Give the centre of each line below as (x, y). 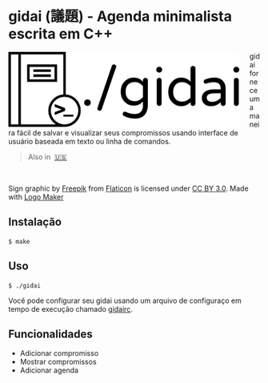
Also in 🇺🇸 (47, 156)
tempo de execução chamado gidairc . (71, 308)
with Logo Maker (36, 196)
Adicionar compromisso (59, 353)
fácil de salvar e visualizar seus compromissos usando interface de (128, 132)
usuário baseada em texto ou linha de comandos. (90, 141)
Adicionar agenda (49, 370)
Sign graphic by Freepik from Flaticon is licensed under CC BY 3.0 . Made (129, 188)
